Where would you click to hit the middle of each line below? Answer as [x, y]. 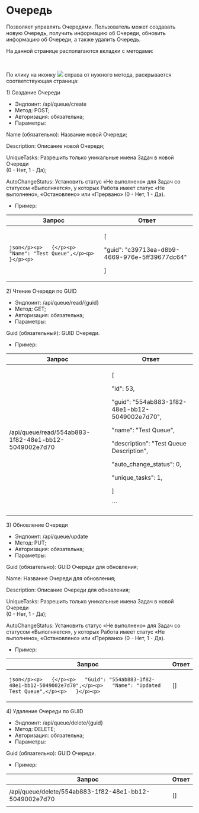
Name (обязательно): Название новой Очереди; [67, 134]
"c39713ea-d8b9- [152, 249]
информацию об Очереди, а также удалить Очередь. [73, 39]
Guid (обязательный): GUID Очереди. [53, 333]
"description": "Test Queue [149, 443]
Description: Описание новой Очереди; [55, 145]
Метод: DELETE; [35, 729]
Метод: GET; [30, 309]
